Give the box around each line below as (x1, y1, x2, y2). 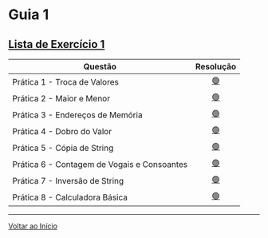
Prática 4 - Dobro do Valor (12, 125, 112, 137)
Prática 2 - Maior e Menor (12, 93, 110, 104)
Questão (83, 61, 117, 72)
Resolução (195, 61, 237, 72)
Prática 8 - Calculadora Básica (12, 192, 128, 203)
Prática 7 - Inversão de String (12, 175, 124, 186)
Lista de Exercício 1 (8, 38, 105, 51)
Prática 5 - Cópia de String (12, 142, 114, 153)
